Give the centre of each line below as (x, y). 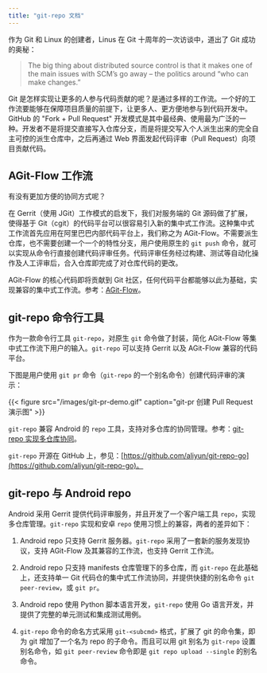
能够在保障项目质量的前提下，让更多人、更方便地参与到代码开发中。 (140, 108)
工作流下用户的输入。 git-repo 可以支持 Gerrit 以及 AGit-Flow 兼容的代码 (140, 348)
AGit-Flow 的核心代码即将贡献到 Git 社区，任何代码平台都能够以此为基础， (130, 280)
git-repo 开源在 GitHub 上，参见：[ (66, 456)
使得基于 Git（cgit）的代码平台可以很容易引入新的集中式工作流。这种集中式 (131, 223)
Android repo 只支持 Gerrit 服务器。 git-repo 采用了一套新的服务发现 (132, 541)
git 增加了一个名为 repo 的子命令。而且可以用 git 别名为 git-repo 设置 (142, 641)
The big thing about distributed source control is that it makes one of (140, 65)
